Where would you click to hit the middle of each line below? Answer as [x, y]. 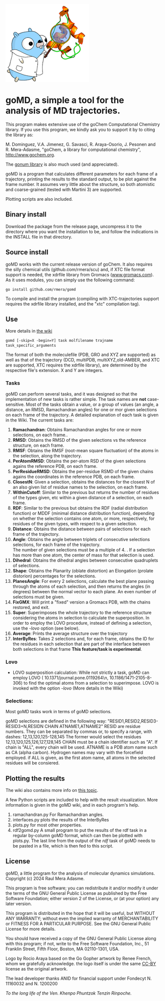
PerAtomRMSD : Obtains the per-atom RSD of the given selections [79, 461]
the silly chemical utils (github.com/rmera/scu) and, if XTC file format [75, 269]
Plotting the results [35, 778]
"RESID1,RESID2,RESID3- [133, 721]
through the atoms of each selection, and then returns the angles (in [82, 586]
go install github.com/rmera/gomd [41, 289]
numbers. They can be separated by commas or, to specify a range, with [79, 731]
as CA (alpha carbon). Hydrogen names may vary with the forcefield [74, 753]
